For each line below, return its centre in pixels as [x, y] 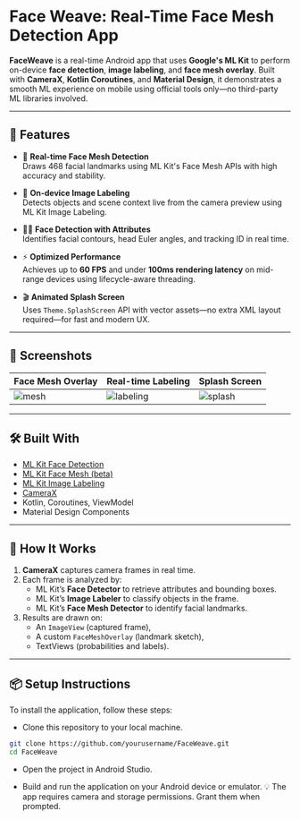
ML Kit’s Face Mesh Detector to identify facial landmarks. [142, 608]
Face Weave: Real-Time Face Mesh [142, 17]
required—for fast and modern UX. [86, 319]
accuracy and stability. [64, 175]
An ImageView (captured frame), [93, 628]
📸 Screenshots [51, 356]
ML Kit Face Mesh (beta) [67, 474]
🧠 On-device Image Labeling [76, 192]
